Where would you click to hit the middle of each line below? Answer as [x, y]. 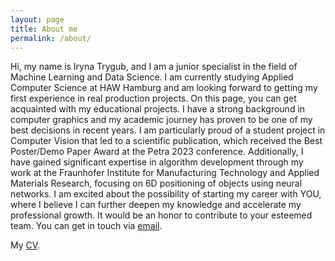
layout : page [37, 19]
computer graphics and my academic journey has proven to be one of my [161, 120]
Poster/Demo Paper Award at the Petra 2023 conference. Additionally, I [157, 152]
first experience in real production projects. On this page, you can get [153, 98]
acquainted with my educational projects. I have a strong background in [158, 109]
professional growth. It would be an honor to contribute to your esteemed [161, 215]
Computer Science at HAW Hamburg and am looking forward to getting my [164, 88]
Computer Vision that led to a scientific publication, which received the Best [166, 141]
